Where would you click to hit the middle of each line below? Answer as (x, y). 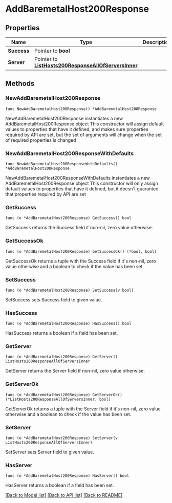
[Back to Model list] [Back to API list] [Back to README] (64, 495)
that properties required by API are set (46, 194)
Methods (20, 84)
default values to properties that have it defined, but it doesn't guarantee (82, 189)
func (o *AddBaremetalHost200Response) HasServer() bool (67, 476)
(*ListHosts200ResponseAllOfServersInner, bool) (58, 399)
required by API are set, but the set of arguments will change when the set (84, 135)
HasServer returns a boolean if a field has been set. (60, 485)
